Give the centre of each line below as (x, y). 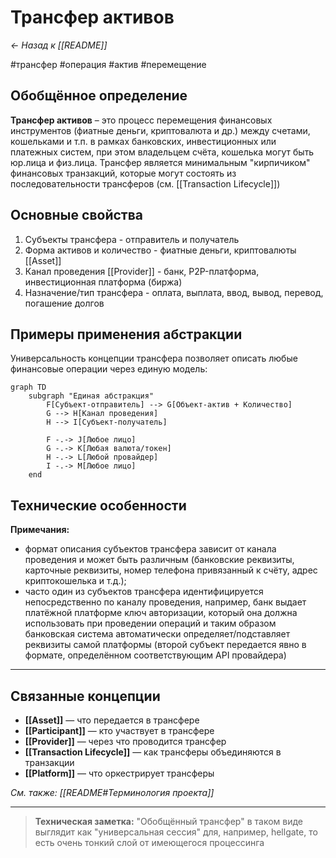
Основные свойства (76, 215)
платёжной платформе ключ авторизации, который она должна (161, 613)
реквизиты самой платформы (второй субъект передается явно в (165, 645)
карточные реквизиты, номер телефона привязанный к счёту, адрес (171, 570)
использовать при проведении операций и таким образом (150, 623)
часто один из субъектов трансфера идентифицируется (144, 592)
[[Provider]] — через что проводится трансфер (125, 741)
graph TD (28, 387)
